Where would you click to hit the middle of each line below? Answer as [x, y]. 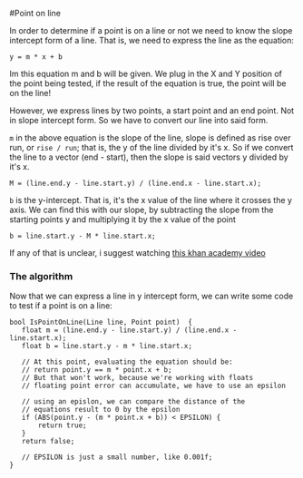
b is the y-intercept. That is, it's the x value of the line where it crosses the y [151, 200]
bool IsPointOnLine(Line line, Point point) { [101, 322]
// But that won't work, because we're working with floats [137, 378]
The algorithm [41, 276]
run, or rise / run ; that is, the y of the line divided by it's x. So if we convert [151, 147]
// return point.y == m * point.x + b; [97, 370]
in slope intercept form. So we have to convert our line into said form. [139, 120]
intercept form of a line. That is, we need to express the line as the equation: [152, 40]
